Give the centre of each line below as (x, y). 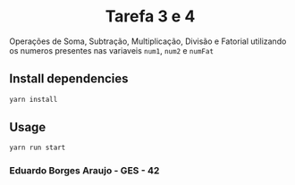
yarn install (34, 99)
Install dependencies (69, 79)
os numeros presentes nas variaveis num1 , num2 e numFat (112, 50)
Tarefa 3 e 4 (150, 17)
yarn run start (38, 148)
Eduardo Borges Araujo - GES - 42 (84, 171)
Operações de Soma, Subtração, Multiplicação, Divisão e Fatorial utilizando (148, 41)
